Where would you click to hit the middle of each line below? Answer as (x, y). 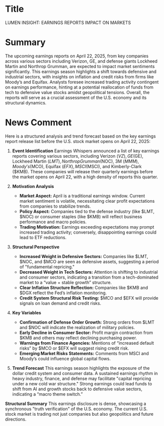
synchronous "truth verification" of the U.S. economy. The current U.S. (76, 409)
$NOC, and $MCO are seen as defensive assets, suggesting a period (89, 261)
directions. (16, 419)
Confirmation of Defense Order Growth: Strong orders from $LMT (87, 322)
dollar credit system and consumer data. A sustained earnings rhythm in (85, 373)
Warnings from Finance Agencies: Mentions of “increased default (87, 343)
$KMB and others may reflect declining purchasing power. (78, 338)
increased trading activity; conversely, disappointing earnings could (88, 232)
